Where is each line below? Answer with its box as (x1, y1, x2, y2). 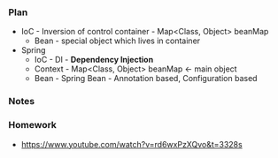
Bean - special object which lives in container (34, 35, 201, 46)
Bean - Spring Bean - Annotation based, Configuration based (34, 73, 258, 84)
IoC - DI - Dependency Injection (34, 55, 154, 65)
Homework (8, 119, 57, 132)
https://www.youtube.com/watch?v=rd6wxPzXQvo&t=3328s (20, 139, 243, 149)
